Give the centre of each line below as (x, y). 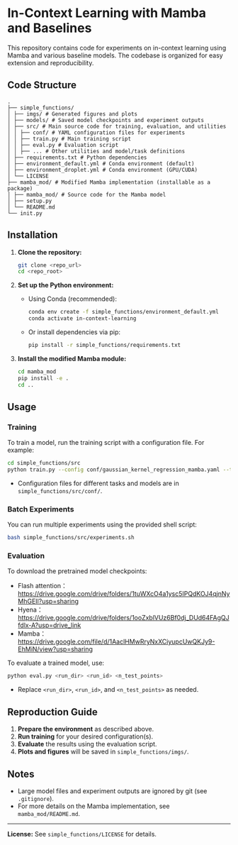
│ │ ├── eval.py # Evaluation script (63, 145)
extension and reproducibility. (51, 62)
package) (20, 188)
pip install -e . (43, 378)
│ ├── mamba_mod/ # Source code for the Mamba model (87, 194)
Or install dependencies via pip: (74, 332)
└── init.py (25, 213)
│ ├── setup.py (30, 201)
